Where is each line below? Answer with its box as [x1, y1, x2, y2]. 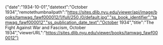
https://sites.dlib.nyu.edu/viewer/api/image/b [67, 9, 157, 15]
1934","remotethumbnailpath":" [5, 9, 68, 15]
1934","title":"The [119, 19, 154, 25]
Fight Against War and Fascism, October [5, 25, 86, 30]
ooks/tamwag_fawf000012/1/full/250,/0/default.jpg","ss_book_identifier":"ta [5, 15, 157, 20]
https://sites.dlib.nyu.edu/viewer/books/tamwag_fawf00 [45, 30, 158, 35]
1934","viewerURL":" [5, 30, 46, 35]
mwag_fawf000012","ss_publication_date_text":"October [5, 19, 119, 25]
